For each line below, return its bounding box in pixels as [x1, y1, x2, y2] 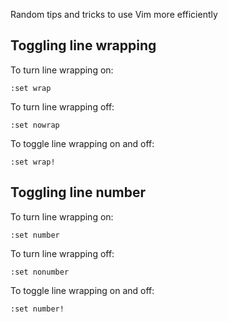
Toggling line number [10, 184, 147, 201]
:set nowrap [10, 120, 60, 130]
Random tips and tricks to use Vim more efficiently [10, 9, 218, 20]
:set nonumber [10, 267, 70, 277]
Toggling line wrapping [10, 37, 157, 54]
